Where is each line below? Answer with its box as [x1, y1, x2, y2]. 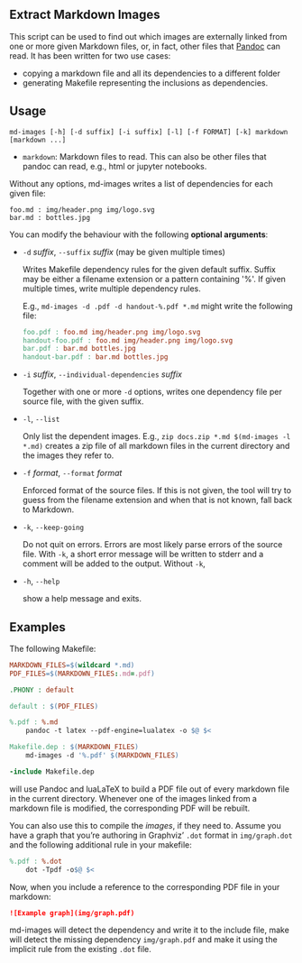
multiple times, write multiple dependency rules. [22, 283, 201, 294]
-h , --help [22, 576, 60, 587]
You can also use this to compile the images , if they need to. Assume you [9, 820, 281, 830]
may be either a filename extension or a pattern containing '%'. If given [22, 273, 287, 284]
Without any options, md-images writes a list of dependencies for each [9, 178, 273, 188]
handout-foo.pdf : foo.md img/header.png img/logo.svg [22, 335, 233, 345]
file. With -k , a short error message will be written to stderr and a [22, 549, 264, 560]
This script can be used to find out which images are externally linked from [9, 31, 288, 41]
